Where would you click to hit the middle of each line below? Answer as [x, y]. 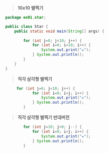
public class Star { [27, 26]
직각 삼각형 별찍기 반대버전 [43, 117]
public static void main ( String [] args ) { [59, 31]
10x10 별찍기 [30, 8]
